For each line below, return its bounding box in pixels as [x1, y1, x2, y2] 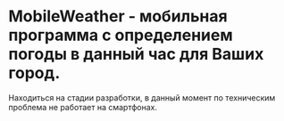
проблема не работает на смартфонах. [8, 101, 158, 112]
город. [8, 63, 61, 84]
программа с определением [8, 25, 233, 45]
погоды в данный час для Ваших [8, 44, 264, 64]
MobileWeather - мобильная [8, 6, 229, 27]
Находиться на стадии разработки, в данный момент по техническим [8, 92, 276, 103]
